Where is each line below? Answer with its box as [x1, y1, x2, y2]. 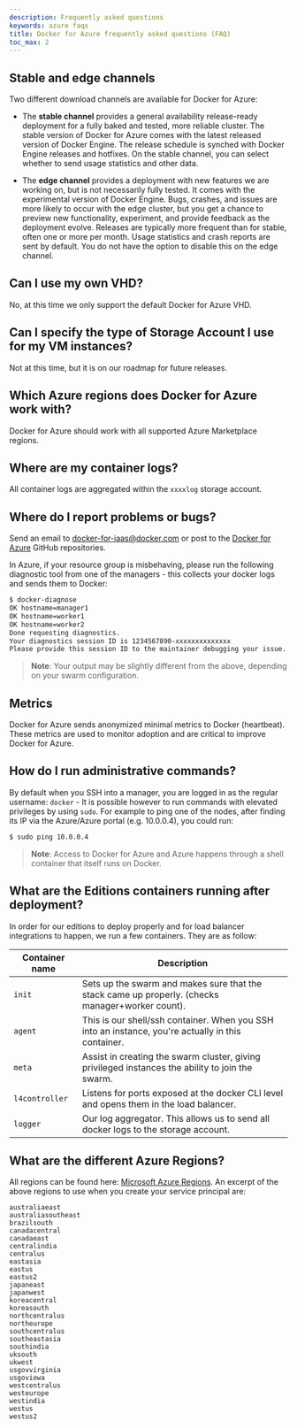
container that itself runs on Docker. [30, 857, 162, 868]
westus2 [9, 1412, 38, 1421]
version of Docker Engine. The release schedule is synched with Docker [21, 139, 285, 150]
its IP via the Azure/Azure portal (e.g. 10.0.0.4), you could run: [9, 815, 234, 825]
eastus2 [9, 1273, 38, 1282]
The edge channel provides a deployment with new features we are [21, 175, 270, 186]
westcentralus [9, 1381, 62, 1390]
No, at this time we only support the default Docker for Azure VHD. [9, 299, 252, 310]
